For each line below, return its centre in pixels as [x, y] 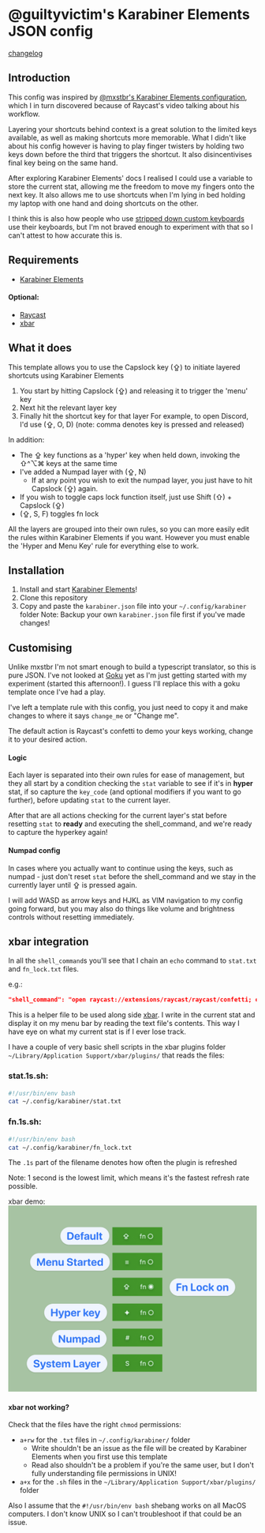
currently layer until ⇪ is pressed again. [73, 885]
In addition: [26, 439]
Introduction [39, 78]
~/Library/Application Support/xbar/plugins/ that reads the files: [116, 1055]
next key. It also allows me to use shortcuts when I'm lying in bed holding [127, 194]
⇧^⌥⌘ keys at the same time [68, 463]
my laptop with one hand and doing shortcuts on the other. [103, 203]
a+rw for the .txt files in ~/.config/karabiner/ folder [105, 1440]
